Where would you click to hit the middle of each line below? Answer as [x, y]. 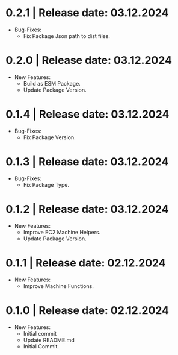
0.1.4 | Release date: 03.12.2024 [87, 114]
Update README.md [49, 340]
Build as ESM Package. [52, 83]
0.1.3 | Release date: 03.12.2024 [87, 162]
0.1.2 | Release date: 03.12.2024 [87, 209]
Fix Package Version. [49, 137]
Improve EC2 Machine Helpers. [62, 232]
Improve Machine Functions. [58, 286]
